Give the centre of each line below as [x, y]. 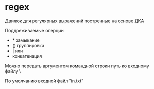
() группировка [28, 45]
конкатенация [27, 56]
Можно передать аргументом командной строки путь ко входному [77, 66]
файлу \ [13, 71]
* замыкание [26, 40]
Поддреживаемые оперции [34, 30]
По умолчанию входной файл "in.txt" [44, 81]
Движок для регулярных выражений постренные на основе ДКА [75, 21]
